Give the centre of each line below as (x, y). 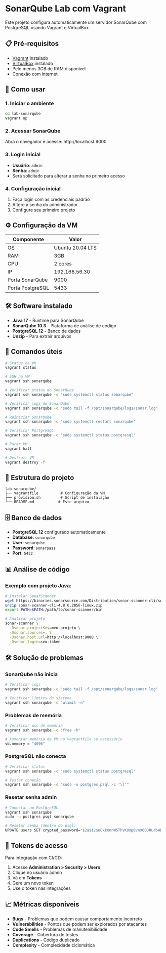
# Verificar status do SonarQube (40, 390)
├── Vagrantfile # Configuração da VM (55, 493)
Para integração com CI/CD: (34, 858)
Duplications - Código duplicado (46, 940)
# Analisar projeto (25, 619)
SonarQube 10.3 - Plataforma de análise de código (64, 325)
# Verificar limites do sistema (38, 698)
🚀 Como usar (25, 89)
